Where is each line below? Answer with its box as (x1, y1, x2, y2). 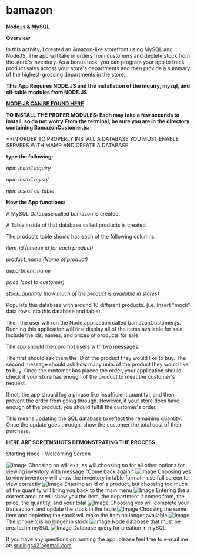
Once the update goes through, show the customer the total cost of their (6, 421, 182, 428)
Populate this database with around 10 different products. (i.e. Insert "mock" (6, 301, 191, 308)
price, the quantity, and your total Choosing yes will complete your (6, 499, 189, 506)
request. (6, 379, 26, 386)
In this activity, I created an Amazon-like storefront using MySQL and (6, 45, 173, 53)
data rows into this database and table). (6, 308, 102, 315)
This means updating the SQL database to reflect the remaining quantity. (6, 415, 182, 422)
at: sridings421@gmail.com (6, 541, 72, 549)
